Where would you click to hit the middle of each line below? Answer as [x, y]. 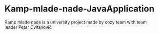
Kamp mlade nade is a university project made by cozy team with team [76, 22]
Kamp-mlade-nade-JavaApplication [79, 9]
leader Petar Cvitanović [28, 27]
